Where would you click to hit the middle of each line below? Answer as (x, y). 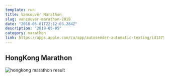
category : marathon (26, 33)
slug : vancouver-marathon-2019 (38, 19)
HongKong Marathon (39, 58)
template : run (20, 10)
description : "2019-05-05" (33, 28)
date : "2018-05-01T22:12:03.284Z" (41, 24)
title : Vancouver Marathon (33, 14)
